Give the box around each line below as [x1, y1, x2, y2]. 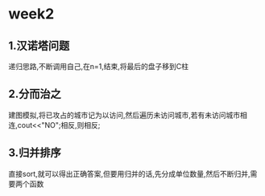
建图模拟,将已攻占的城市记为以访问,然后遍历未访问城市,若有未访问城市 [8, 110, 241, 120]
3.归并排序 [8, 146, 62, 160]
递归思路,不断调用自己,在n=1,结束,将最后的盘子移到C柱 [8, 62, 189, 71]
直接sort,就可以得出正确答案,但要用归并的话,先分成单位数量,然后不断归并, [8, 169, 251, 178]
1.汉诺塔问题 [8, 39, 70, 52]
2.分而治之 [8, 88, 62, 101]
